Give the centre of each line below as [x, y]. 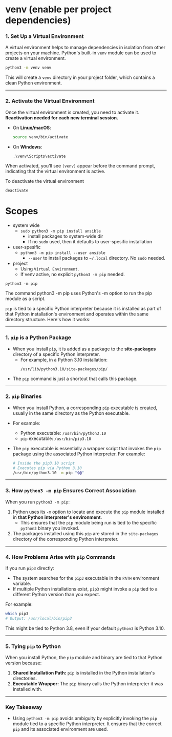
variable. [22, 584]
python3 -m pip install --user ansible [63, 253]
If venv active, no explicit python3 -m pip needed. [73, 275]
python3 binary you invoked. [50, 528]
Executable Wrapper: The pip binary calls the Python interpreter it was [88, 684]
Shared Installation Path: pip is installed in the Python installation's [84, 673]
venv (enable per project [58, 9]
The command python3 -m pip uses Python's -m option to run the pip [79, 293]
